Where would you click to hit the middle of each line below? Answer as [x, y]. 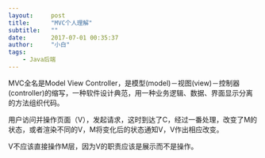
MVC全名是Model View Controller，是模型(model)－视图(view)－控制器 [124, 83]
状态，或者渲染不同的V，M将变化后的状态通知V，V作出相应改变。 [116, 129]
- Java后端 [39, 60]
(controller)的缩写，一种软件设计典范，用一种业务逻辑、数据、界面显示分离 [131, 92]
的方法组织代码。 [36, 103]
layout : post [37, 15]
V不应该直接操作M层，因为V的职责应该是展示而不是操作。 [103, 146]
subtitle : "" [33, 30]
